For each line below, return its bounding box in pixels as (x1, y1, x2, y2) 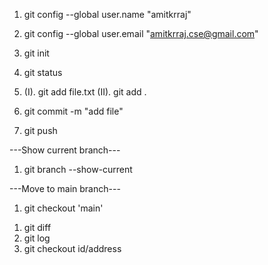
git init (23, 47, 50, 59)
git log (23, 232, 51, 244)
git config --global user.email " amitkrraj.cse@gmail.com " (23, 28, 259, 39)
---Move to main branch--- (9, 183, 121, 194)
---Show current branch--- (9, 144, 121, 156)
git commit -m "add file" (23, 105, 124, 117)
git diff (23, 222, 52, 233)
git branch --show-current (23, 164, 133, 175)
